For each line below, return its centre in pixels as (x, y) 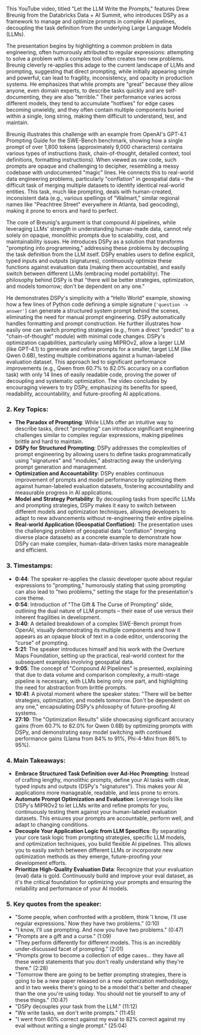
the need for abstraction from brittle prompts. (71, 687)
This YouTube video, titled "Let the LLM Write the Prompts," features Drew (98, 9)
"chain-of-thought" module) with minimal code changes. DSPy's (86, 336)
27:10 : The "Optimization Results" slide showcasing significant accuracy (104, 719)
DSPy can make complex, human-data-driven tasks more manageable (102, 544)
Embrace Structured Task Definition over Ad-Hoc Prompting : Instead (102, 773)
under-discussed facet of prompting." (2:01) (69, 949)
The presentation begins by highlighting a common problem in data (89, 46)
